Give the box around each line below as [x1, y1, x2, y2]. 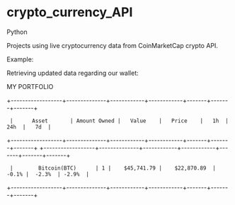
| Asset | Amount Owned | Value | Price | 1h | [9, 117, 229, 124]
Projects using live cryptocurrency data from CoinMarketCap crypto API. [6, 41, 219, 49]
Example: [6, 54, 34, 64]
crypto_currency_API [6, 4, 133, 20]
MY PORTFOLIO [6, 82, 54, 90]
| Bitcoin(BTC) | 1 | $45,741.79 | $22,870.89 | [9, 164, 217, 172]
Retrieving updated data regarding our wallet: [6, 69, 139, 77]
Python [6, 28, 28, 36]
